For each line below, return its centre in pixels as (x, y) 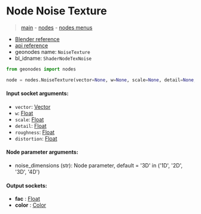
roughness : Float (35, 132)
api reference (31, 45)
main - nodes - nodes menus (57, 27)
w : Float (24, 113)
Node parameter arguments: (42, 152)
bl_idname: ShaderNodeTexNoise (53, 58)
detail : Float (31, 126)
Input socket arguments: (37, 93)
